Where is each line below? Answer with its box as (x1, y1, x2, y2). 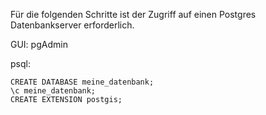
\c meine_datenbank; (10, 86, 97, 96)
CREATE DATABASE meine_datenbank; (10, 77, 155, 87)
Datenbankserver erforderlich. (10, 19, 135, 31)
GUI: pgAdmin (10, 39, 68, 50)
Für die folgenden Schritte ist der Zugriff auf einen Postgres (10, 9, 257, 20)
